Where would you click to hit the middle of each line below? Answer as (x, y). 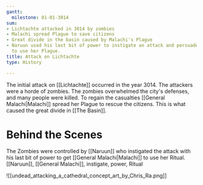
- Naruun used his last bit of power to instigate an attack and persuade (102, 46)
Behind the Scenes (54, 135)
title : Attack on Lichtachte (43, 57)
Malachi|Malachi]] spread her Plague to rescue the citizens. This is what (96, 104)
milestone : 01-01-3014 (40, 17)
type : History (24, 62)
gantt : (14, 12)
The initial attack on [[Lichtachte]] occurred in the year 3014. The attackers (100, 84)
